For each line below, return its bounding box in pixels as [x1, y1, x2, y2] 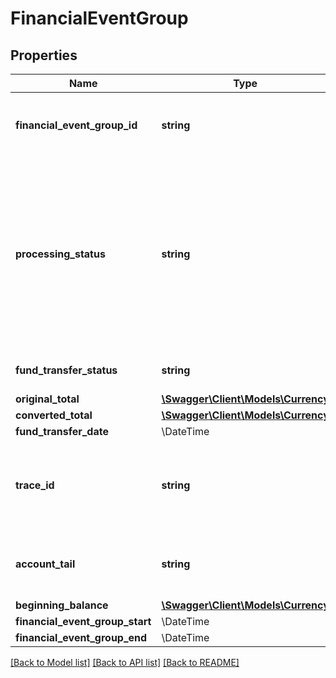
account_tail [15, 557, 76, 571]
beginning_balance [15, 598, 109, 612]
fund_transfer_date [15, 425, 109, 438]
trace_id [15, 478, 55, 492]
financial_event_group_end [15, 631, 148, 644]
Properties [10, 47, 78, 64]
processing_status [15, 247, 106, 261]
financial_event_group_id [15, 118, 138, 132]
